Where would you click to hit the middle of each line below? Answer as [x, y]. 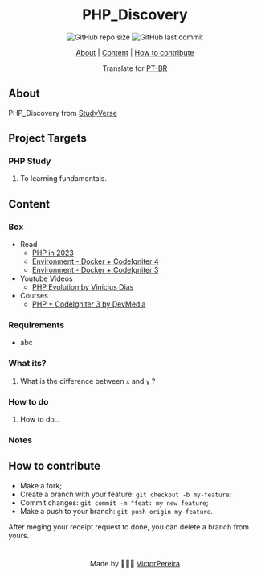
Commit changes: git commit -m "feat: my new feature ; [114, 502]
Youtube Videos [46, 278]
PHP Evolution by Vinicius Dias [83, 287]
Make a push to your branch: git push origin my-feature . [116, 511]
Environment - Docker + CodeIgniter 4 [95, 261]
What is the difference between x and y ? [88, 381]
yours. [19, 535]
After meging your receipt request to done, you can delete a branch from [129, 527]
